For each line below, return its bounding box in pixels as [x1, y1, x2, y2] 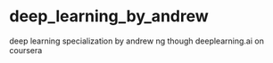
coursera [9, 44, 43, 55]
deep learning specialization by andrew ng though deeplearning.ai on [9, 35, 265, 46]
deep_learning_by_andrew [9, 6, 210, 27]
